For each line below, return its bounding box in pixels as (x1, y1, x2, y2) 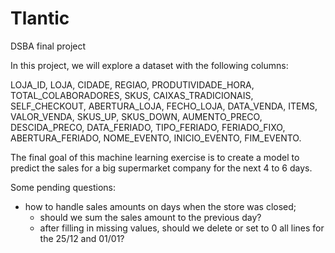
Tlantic (10, 7, 70, 30)
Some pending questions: (10, 181, 116, 193)
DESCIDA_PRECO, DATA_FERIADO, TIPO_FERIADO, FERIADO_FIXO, (10, 121, 286, 133)
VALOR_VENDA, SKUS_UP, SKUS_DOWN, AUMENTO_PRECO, (10, 110, 263, 122)
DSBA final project (10, 40, 87, 52)
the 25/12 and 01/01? (39, 232, 125, 244)
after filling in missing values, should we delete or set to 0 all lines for (39, 222, 325, 234)
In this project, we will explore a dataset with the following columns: (10, 59, 289, 71)
